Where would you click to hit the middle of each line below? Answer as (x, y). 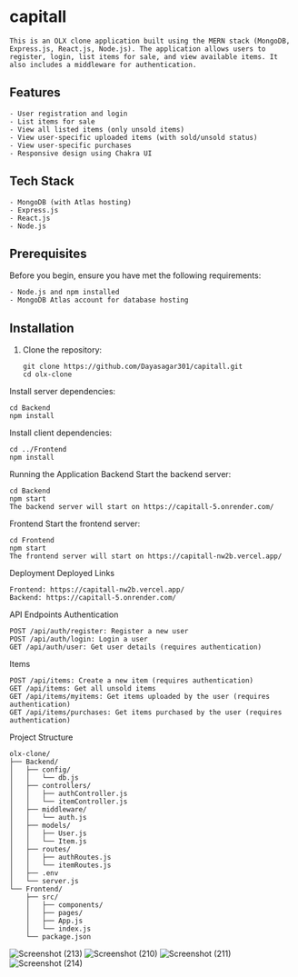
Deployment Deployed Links (62, 573)
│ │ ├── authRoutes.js (60, 857)
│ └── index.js (59, 929)
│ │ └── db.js (44, 778)
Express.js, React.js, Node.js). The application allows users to (138, 49)
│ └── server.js (44, 882)
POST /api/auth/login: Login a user (79, 639)
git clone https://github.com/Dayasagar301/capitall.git (133, 367)
